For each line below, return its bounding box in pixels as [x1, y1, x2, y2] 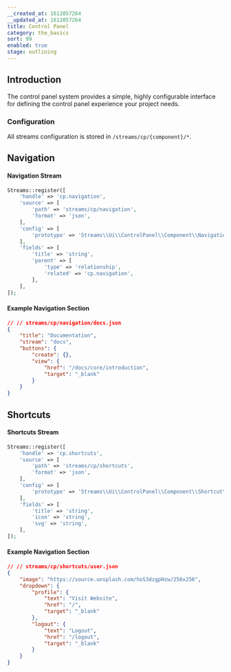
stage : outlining [7, 49, 57, 56]
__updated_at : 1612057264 [7, 17, 81, 23]
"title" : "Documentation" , [19, 332, 97, 339]
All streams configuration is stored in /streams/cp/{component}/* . [7, 132, 192, 140]
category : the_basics [7, 29, 69, 36]
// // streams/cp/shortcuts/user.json [7, 563, 118, 570]
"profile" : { [32, 589, 69, 596]
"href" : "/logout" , [43, 633, 100, 640]
